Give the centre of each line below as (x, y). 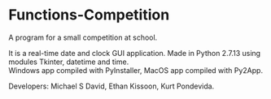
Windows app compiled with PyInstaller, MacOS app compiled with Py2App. (135, 70)
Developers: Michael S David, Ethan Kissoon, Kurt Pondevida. (111, 86)
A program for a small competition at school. (83, 37)
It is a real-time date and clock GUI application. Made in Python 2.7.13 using (135, 53)
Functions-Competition (89, 15)
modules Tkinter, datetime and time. (69, 62)
